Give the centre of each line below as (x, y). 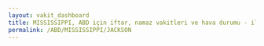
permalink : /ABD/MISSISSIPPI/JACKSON (70, 30)
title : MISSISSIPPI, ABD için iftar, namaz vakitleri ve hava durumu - (128, 23)
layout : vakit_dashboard (49, 15)
